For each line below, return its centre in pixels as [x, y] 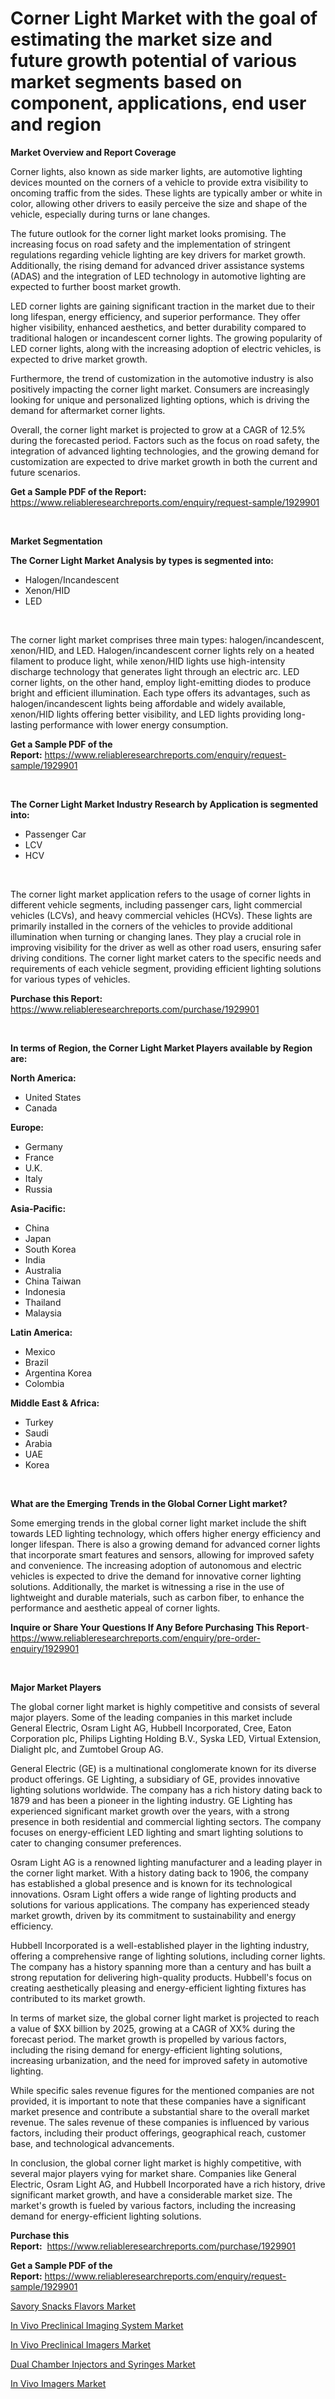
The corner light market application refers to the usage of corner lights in [160, 894]
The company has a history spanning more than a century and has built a [161, 1966]
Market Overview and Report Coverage [93, 152]
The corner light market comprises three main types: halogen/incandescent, [167, 639]
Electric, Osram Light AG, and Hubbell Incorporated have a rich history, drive [168, 2184]
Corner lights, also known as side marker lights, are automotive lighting [156, 171]
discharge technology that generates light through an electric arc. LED [155, 671]
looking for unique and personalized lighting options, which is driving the [160, 399]
